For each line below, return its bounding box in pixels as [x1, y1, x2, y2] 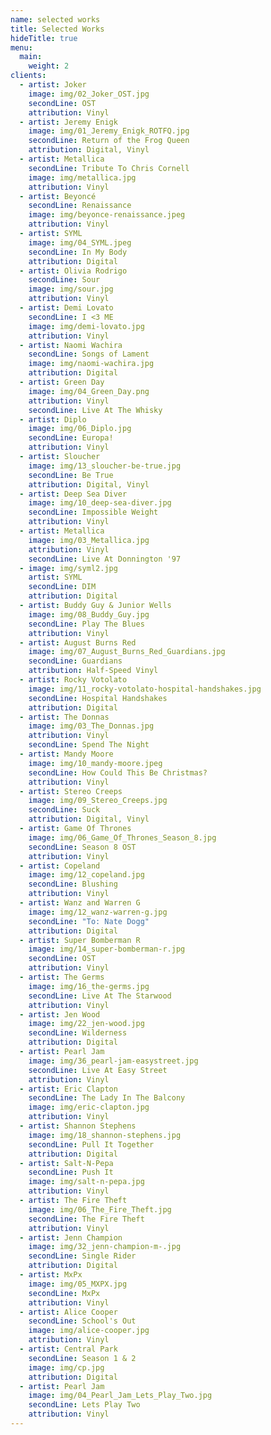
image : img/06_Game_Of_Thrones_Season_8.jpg [28, 832, 217, 843]
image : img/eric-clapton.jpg [28, 1102, 150, 1113]
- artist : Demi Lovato [19, 303, 114, 313]
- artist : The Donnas [19, 712, 110, 722]
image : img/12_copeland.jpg [28, 870, 145, 880]
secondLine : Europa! [28, 433, 114, 443]
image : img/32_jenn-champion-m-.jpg [28, 1242, 182, 1252]
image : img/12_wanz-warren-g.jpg [28, 907, 168, 917]
